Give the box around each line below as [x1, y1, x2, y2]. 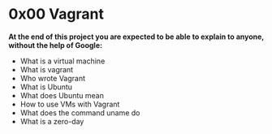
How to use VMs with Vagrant [19, 99, 120, 109]
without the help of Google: [8, 40, 103, 50]
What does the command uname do [19, 107, 140, 118]
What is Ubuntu [19, 82, 73, 92]
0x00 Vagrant [8, 5, 104, 24]
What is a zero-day [19, 116, 84, 126]
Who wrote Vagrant [19, 73, 86, 83]
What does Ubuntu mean [19, 90, 104, 100]
